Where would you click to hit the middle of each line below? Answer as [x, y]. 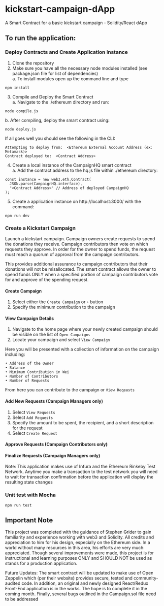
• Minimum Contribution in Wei [37, 372]
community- [146, 578]
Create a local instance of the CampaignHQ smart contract [72, 165]
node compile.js [22, 111]
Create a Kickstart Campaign [41, 228]
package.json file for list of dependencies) [55, 73]
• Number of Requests [27, 381]
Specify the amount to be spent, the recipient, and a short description [83, 422]
